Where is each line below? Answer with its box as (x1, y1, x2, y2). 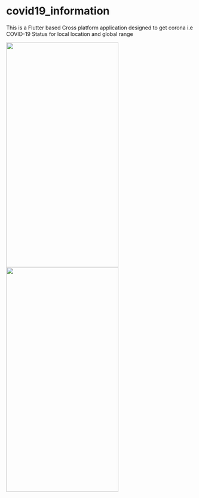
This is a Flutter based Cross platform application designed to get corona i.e (6, 24, 193, 31)
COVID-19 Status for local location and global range (6, 30, 133, 37)
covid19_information (6, 4, 110, 18)
